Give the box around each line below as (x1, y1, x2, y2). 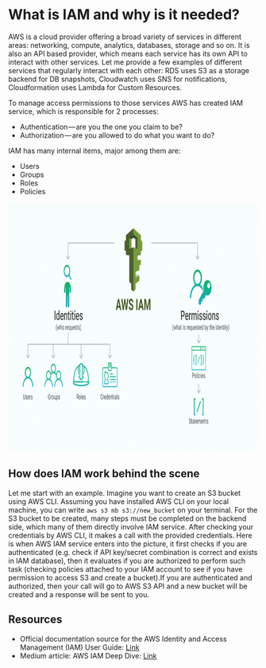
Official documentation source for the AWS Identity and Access (19, 634, 228, 643)
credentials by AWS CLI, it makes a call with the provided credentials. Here (8, 530, 253, 540)
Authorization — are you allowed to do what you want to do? (19, 130, 215, 140)
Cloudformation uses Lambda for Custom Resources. (8, 82, 183, 92)
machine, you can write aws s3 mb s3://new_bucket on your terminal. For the (8, 505, 258, 514)
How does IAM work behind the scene (8, 467, 200, 481)
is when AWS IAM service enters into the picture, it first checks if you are (8, 539, 248, 549)
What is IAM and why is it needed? (8, 6, 241, 24)
